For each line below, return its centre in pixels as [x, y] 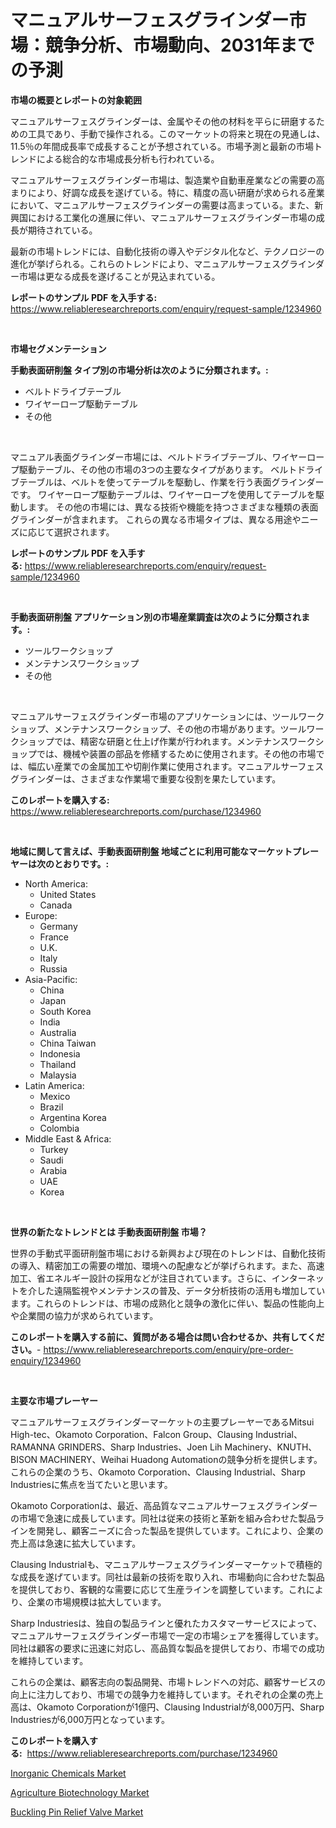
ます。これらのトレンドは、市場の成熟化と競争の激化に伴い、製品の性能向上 [167, 1303]
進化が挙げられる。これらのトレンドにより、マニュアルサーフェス [145, 263]
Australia [58, 1032]
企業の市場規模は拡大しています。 [97, 1602]
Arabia [53, 1170]
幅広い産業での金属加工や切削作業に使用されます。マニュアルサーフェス [176, 766]
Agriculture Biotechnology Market [80, 1792]
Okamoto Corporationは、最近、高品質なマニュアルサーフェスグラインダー [164, 1505]
